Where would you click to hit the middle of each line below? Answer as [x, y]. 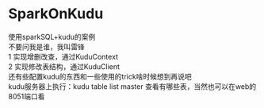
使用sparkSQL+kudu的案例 [52, 37]
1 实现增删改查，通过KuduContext [63, 56]
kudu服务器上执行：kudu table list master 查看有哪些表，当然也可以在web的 [132, 86]
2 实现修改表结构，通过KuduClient [64, 66]
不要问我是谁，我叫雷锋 [46, 46]
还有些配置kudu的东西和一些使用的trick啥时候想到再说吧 [100, 76]
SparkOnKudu [56, 14]
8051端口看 [27, 96]
